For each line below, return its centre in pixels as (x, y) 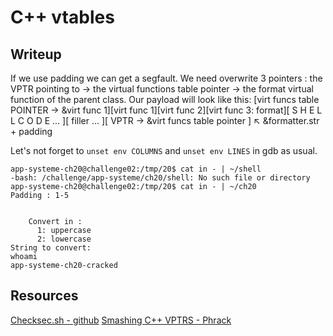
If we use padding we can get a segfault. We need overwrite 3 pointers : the (166, 78)
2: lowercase (64, 239)
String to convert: (51, 248)
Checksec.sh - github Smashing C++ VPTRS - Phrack (121, 320)
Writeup (36, 54)
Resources (44, 296)
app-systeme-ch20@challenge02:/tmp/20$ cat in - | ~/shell (136, 169)
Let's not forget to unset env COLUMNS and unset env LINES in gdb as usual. (164, 150)
